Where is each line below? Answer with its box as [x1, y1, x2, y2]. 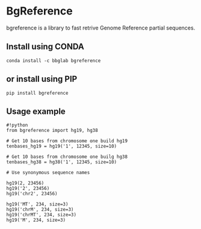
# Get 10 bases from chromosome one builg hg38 [6, 154, 128, 160]
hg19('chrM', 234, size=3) [6, 207, 74, 213]
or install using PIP [6, 74, 78, 84]
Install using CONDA [6, 42, 84, 52]
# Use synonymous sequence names [6, 170, 90, 176]
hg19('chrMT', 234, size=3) [6, 212, 77, 218]
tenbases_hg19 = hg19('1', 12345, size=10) [6, 143, 117, 149]
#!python [6, 122, 28, 128]
